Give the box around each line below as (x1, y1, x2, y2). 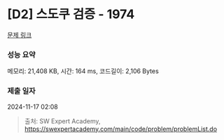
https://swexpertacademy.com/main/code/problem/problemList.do (24, 125, 218, 133)
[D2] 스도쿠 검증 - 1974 (7, 6, 135, 22)
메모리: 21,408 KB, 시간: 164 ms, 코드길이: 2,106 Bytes (7, 67, 159, 75)
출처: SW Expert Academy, (24, 116, 101, 125)
